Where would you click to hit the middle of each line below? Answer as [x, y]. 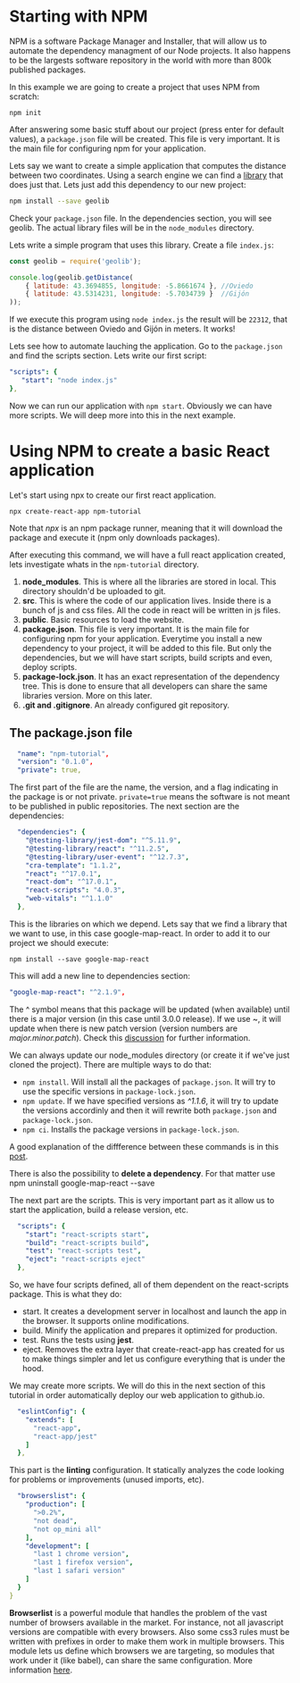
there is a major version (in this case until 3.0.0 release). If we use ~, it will [145, 1018]
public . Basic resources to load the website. [103, 619]
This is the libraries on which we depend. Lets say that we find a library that [148, 924]
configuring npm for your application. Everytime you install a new [142, 638]
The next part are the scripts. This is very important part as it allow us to [142, 1200]
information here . [41, 1670]
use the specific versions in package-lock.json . [109, 1091]
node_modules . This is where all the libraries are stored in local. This [149, 582]
